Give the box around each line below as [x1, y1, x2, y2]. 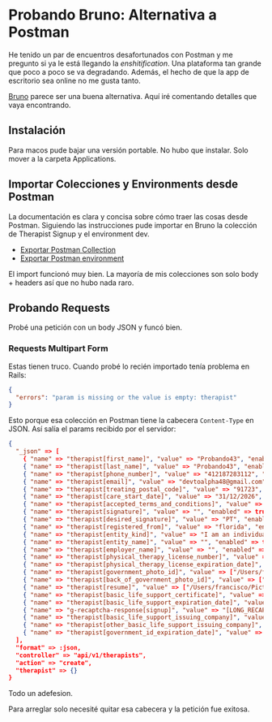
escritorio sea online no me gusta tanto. [8, 76, 141, 85]
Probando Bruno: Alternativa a [8, 6, 217, 24]
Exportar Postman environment [19, 253, 125, 263]
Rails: [8, 370, 27, 379]
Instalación [8, 123, 66, 137]
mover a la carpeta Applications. [8, 153, 117, 163]
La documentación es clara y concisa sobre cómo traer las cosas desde [8, 211, 249, 221]
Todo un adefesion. [8, 689, 73, 698]
